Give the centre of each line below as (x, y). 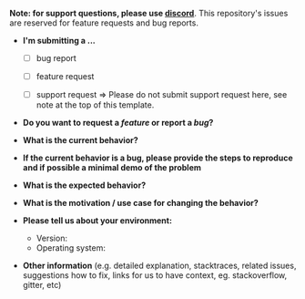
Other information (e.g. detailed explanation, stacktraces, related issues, (159, 266)
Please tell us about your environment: (97, 221)
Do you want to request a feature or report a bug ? (118, 123)
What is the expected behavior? (84, 185)
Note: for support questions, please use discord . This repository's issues (149, 13)
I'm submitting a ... (59, 41)
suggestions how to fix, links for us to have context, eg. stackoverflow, (155, 275)
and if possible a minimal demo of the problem (112, 168)
